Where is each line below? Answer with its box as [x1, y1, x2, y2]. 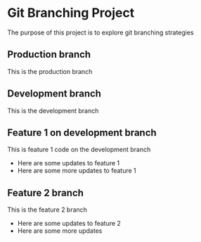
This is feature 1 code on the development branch [7, 146, 151, 154]
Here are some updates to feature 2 [17, 219, 122, 228]
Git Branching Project [7, 5, 135, 21]
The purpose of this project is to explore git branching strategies [7, 28, 195, 37]
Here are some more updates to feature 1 [17, 167, 137, 175]
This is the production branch [7, 67, 93, 75]
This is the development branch [7, 106, 99, 115]
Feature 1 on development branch [7, 127, 157, 139]
